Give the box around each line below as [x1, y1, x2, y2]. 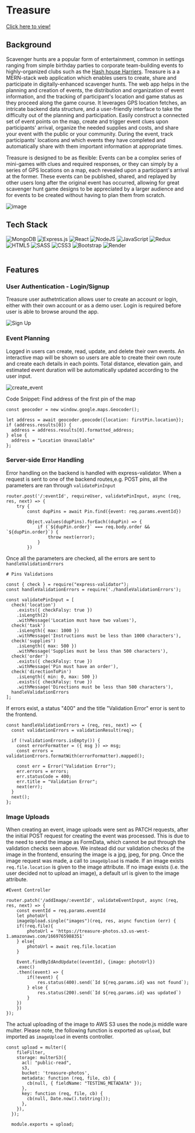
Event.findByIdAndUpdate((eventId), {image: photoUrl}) [16, 959, 156, 965]
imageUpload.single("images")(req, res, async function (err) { [16, 918, 176, 924]
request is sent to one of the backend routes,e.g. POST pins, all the [6, 476, 168, 483]
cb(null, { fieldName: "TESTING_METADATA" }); [27, 1080, 142, 1087]
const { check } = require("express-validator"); [6, 581, 130, 587]
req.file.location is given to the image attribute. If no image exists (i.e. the [6, 863, 189, 871]
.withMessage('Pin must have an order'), [16, 663, 119, 669]
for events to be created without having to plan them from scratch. [6, 191, 166, 198]
